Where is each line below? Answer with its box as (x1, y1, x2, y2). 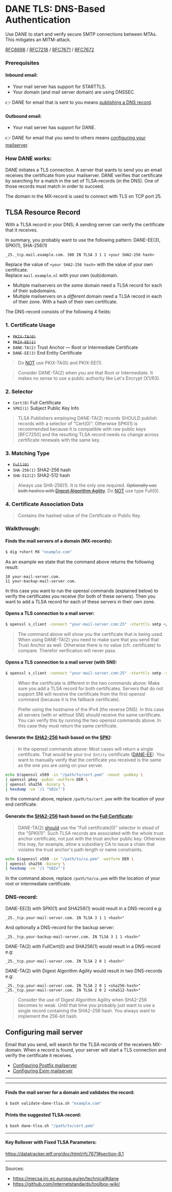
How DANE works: (5, 155, 52, 162)
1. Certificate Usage (5, 322, 55, 329)
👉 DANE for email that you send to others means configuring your (5, 135, 146, 141)
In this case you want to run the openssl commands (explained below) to (5, 588, 159, 594)
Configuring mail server (5, 1027, 83, 1037)
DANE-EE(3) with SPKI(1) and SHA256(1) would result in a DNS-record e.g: (5, 905, 163, 911)
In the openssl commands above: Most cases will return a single (17, 745, 154, 752)
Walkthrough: (5, 525, 40, 532)
